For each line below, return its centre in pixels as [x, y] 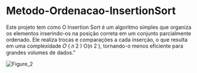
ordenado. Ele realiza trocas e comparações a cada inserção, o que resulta [97, 39]
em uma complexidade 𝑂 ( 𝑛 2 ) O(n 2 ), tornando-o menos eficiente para [95, 46]
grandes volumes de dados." [41, 52]
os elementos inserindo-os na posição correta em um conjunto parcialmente [99, 33]
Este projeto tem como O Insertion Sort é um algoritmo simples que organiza [99, 27]
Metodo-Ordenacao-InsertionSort [91, 11]
